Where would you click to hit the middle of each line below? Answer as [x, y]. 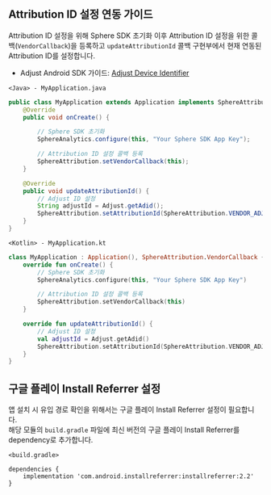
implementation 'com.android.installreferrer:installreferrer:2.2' [138, 476]
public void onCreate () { [67, 117]
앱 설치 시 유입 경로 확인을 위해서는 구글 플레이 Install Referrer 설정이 [118, 409]
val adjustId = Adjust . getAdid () [94, 339]
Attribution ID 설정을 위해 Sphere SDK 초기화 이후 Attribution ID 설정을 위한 [129, 36]
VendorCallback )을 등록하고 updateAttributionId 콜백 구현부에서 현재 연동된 [140, 45]
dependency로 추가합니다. [51, 440]
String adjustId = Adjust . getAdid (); [100, 206]
